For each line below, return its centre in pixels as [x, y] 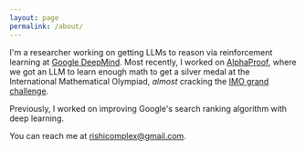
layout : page [34, 18]
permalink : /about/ [47, 26]
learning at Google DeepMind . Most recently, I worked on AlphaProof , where [153, 62]
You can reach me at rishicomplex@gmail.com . [98, 135]
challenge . [29, 91]
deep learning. [37, 118]
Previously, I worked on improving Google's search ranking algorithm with [148, 108]
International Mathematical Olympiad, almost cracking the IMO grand [139, 81]
